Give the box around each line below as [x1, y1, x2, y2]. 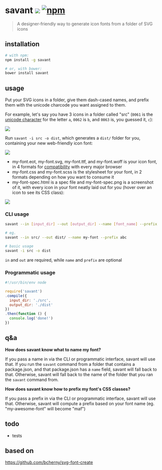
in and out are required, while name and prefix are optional [5, 257, 122, 263]
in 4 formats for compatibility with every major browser [12, 164, 122, 170]
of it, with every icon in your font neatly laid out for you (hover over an [12, 185, 152, 190]
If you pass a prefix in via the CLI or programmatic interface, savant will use [5, 395, 156, 401]
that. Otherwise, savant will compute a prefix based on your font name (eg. [5, 400, 155, 407]
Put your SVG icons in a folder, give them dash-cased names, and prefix [5, 97, 149, 103]
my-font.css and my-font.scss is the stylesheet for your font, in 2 [12, 169, 142, 175]
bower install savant [5, 71, 49, 76]
